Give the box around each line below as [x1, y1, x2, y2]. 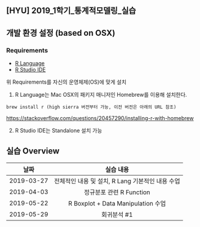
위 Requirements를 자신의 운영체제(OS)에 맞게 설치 [6, 78, 127, 85]
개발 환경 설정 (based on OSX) [6, 27, 116, 38]
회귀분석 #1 [101, 210, 133, 219]
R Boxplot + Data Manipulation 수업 [68, 199, 166, 207]
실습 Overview [6, 146, 60, 157]
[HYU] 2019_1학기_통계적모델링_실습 [6, 5, 137, 16]
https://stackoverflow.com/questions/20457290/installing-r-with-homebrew [6, 115, 194, 122]
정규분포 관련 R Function [83, 188, 151, 196]
